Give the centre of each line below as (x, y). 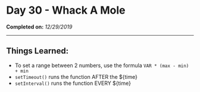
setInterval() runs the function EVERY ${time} (73, 83)
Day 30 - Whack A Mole (66, 10)
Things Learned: (37, 51)
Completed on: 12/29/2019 (39, 27)
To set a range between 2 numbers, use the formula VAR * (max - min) (102, 65)
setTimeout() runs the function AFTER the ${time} (76, 77)
